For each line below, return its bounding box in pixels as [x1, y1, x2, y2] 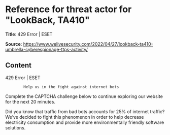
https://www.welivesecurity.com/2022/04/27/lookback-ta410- [23, 41, 153, 47]
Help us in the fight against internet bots [23, 84, 119, 89]
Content [5, 61, 32, 70]
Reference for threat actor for [5, 4, 132, 15]
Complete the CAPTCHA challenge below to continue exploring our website [5, 93, 163, 99]
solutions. [5, 124, 26, 130]
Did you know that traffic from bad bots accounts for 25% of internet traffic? [5, 108, 165, 115]
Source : [5, 41, 22, 47]
